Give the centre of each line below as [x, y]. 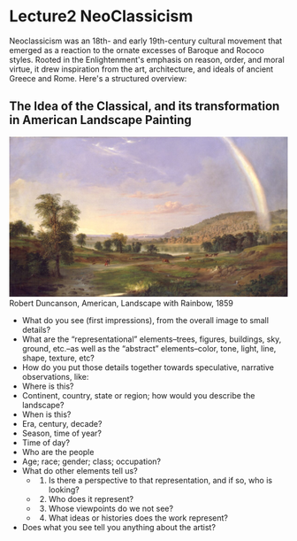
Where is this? [48, 386]
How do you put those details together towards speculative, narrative [148, 367]
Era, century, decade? [62, 423]
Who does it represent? [91, 498]
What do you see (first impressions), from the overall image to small [145, 320]
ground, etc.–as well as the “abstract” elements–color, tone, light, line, [149, 348]
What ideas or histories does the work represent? [138, 518]
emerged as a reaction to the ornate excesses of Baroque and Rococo [137, 50]
